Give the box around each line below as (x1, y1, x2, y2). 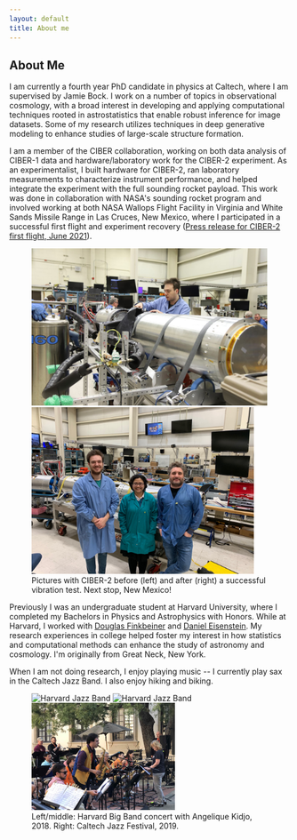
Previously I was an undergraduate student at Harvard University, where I (9, 601, 278, 612)
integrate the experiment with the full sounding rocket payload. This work (9, 183, 278, 195)
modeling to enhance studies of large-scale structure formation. (9, 129, 245, 140)
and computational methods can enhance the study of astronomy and (9, 639, 265, 650)
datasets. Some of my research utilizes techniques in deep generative (9, 119, 265, 130)
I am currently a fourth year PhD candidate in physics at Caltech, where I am (9, 81, 289, 92)
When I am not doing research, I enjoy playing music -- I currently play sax (9, 666, 283, 676)
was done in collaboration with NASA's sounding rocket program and (9, 193, 262, 204)
